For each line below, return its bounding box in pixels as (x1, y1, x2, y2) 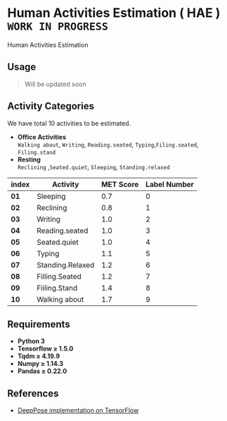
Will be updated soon (24, 80, 86, 88)
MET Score (100, 179, 139, 189)
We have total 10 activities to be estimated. (7, 118, 131, 128)
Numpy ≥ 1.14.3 (17, 360, 63, 368)
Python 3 (17, 337, 46, 346)
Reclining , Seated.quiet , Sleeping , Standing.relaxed (17, 162, 170, 171)
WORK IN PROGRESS (7, 20, 109, 33)
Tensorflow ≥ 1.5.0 (17, 344, 74, 353)
